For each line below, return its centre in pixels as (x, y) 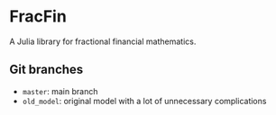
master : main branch (60, 91)
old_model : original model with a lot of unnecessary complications (144, 101)
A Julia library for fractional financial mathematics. (103, 41)
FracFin (38, 17)
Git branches (46, 70)
